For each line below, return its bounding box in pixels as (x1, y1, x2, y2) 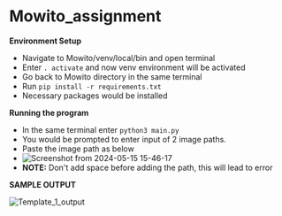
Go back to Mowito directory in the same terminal (21, 71, 202, 81)
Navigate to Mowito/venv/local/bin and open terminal (21, 52, 216, 63)
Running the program (9, 107, 89, 118)
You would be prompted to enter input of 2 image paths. (21, 134, 227, 144)
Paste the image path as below (21, 143, 134, 154)
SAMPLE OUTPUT (9, 179, 77, 189)
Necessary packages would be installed (21, 90, 168, 101)
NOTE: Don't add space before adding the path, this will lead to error (21, 162, 273, 173)
